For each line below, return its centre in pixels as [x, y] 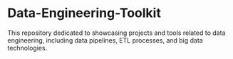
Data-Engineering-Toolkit [84, 13]
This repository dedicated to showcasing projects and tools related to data [116, 33]
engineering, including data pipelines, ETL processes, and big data [105, 40]
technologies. [27, 48]
